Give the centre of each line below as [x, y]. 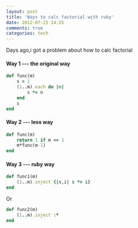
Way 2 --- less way [30, 122]
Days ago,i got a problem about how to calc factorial [70, 50]
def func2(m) [22, 209]
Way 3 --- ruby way [30, 164]
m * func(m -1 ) [31, 145]
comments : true [25, 28]
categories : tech [27, 33]
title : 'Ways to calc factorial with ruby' [60, 17]
